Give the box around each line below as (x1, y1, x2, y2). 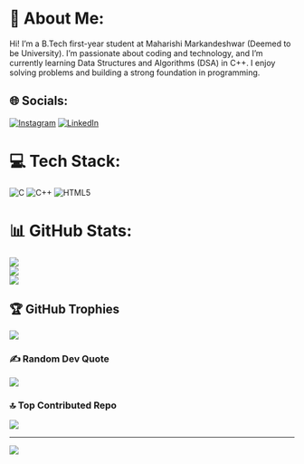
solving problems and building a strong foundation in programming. (9, 67, 261, 78)
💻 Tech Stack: (9, 150, 121, 171)
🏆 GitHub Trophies (9, 302, 120, 317)
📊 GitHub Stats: (9, 220, 133, 241)
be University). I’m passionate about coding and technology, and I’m (9, 47, 264, 58)
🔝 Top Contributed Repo (9, 399, 118, 411)
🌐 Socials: (9, 93, 69, 109)
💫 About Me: (9, 8, 105, 29)
